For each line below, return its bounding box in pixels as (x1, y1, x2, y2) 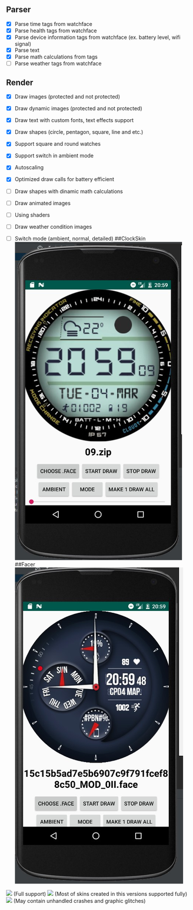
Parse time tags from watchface (14, 20, 92, 27)
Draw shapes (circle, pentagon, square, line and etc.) (14, 129, 144, 136)
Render (6, 77, 34, 87)
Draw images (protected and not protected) (14, 93, 121, 100)
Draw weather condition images (14, 223, 92, 230)
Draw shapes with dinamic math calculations (14, 188, 124, 195)
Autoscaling (14, 164, 44, 171)
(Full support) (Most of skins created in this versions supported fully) (13, 890, 188, 897)
